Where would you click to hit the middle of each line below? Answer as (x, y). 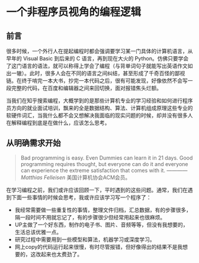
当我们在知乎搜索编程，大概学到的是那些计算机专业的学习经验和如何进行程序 (99, 100)
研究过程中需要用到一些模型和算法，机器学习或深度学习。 (85, 239)
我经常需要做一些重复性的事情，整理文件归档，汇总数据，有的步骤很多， (103, 210)
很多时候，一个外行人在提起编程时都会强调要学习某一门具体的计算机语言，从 (99, 51)
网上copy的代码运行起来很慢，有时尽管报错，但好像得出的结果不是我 (99, 246)
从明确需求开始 (33, 143)
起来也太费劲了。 (62, 254)
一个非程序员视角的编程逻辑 (74, 12)
